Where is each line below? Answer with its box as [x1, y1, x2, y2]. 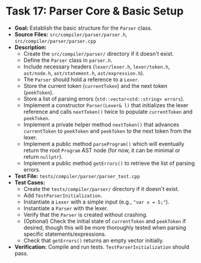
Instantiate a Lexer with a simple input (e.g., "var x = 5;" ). [23, 198, 170, 205]
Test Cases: [14, 179, 45, 186]
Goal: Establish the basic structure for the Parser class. [14, 24, 153, 32]
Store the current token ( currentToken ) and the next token [23, 82, 168, 89]
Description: [14, 44, 47, 51]
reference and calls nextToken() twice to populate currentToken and [23, 108, 193, 115]
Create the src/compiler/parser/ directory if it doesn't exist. [23, 50, 174, 57]
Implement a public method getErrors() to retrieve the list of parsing [23, 159, 195, 167]
